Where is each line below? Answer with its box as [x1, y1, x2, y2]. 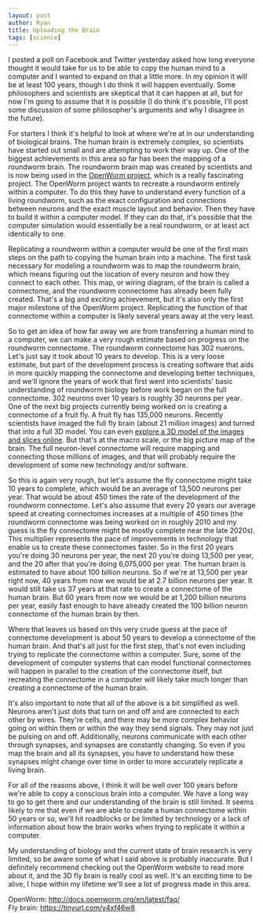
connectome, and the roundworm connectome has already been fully [8, 286, 232, 296]
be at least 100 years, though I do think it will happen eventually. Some [8, 80, 236, 90]
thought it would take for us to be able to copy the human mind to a [8, 64, 226, 73]
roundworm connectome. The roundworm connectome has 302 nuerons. [8, 343, 245, 353]
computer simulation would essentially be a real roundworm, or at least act [8, 221, 250, 231]
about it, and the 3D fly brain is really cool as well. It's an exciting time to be [8, 871, 253, 881]
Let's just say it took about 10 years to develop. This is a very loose [8, 352, 225, 361]
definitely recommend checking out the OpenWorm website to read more [8, 863, 245, 872]
